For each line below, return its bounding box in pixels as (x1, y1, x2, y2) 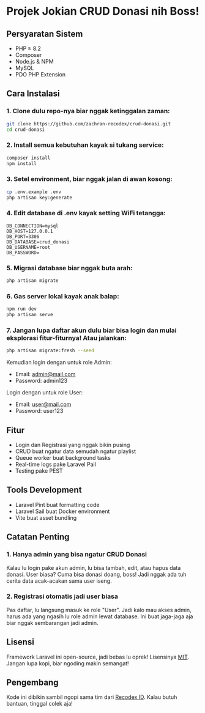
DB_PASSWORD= (6, 249, 40, 256)
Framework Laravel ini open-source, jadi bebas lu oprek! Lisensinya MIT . (6, 653, 190, 660)
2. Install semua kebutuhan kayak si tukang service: (6, 141, 164, 149)
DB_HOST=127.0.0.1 (6, 228, 53, 234)
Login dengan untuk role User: (6, 389, 83, 396)
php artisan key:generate (6, 194, 72, 201)
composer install (6, 155, 51, 161)
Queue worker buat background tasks (15, 454, 111, 462)
